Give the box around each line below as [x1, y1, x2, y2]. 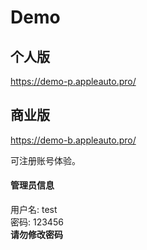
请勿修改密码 [10, 229, 63, 241]
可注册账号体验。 [10, 154, 81, 166]
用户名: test [10, 204, 58, 216]
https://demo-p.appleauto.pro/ [10, 76, 137, 87]
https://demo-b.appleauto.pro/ [10, 134, 137, 146]
